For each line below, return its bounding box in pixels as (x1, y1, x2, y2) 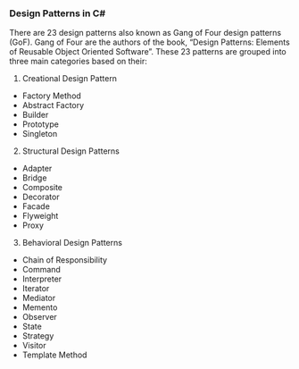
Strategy (21, 331, 54, 341)
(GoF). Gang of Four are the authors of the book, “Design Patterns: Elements (9, 37, 290, 47)
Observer (21, 312, 58, 323)
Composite (21, 182, 63, 193)
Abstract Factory (21, 100, 85, 111)
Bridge (21, 172, 47, 183)
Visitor (21, 340, 46, 351)
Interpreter (21, 273, 62, 284)
